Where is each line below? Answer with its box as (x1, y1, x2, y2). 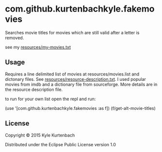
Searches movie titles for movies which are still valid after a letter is (5, 30, 140, 35)
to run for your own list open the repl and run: (5, 96, 96, 102)
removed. (5, 35, 24, 41)
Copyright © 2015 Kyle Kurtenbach (5, 132, 75, 138)
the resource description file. (5, 86, 63, 92)
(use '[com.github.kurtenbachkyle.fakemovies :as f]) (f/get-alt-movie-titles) (5, 105, 156, 111)
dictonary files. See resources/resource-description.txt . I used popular (5, 76, 146, 82)
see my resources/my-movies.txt (5, 44, 71, 50)
